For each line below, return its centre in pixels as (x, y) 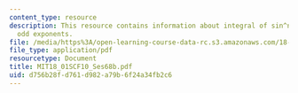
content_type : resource (53, 17)
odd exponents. (45, 34)
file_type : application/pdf (61, 50)
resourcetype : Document (53, 58)
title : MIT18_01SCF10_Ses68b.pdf (71, 67)
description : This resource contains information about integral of (138, 26)
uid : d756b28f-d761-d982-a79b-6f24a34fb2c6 (91, 75)
